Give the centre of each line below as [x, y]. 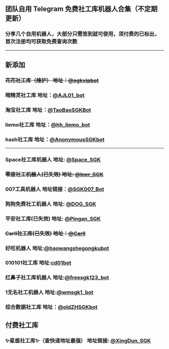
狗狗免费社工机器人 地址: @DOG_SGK [51, 204]
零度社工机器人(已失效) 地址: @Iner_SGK [55, 174]
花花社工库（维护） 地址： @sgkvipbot [52, 80]
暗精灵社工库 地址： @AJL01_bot [45, 95]
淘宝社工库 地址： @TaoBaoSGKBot [48, 110]
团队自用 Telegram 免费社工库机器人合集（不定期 [81, 9]
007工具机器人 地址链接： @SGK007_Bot [55, 189]
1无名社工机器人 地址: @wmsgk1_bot [50, 292]
